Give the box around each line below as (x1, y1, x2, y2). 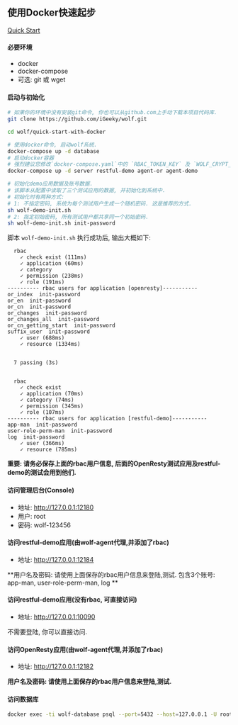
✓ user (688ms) (20, 335, 65, 342)
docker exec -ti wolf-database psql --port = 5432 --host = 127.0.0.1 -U (7, 711, 217, 718)
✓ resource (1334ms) (20, 341, 81, 348)
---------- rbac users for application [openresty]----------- (7, 285, 198, 292)
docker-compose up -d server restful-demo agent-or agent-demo (7, 167, 198, 175)
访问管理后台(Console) (7, 485, 74, 494)
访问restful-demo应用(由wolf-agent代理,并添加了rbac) (7, 538, 169, 547)
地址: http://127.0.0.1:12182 (17, 662, 94, 671)
